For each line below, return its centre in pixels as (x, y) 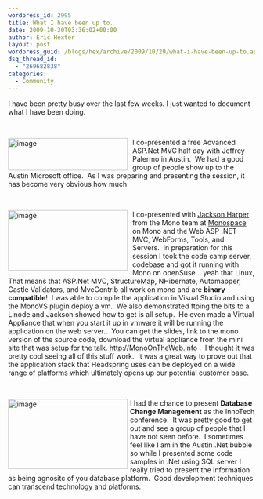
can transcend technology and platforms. (75, 486)
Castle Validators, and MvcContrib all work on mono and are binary (117, 289)
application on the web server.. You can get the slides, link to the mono (123, 331)
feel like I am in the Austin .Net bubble (191, 445)
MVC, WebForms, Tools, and (178, 239)
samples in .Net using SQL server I (186, 461)
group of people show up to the (184, 167)
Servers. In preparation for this (183, 247)
